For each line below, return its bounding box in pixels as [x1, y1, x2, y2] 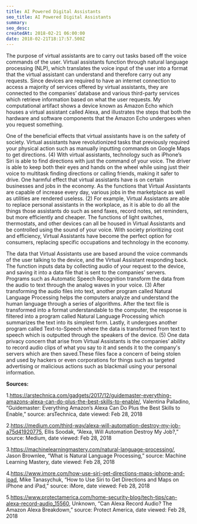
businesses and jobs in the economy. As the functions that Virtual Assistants [6, 183, 191, 189]
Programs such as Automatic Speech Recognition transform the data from [6, 275, 185, 282]
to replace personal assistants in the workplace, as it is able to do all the [6, 201, 180, 208]
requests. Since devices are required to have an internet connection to [6, 77, 176, 84]
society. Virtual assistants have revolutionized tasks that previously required [6, 139, 189, 145]
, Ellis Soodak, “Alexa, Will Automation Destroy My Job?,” [41, 428, 179, 435]
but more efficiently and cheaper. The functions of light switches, [6, 214, 164, 221]
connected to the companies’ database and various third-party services [6, 89, 180, 97]
